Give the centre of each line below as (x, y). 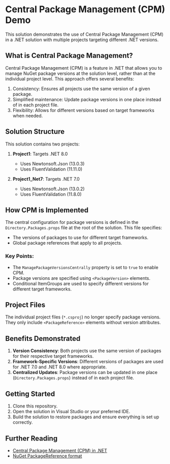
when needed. (28, 115)
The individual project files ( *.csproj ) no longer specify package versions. (83, 317)
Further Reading (31, 438)
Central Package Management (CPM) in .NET (60, 450)
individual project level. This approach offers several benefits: (70, 79)
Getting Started (30, 394)
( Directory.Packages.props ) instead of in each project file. (73, 378)
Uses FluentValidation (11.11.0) (51, 169)
